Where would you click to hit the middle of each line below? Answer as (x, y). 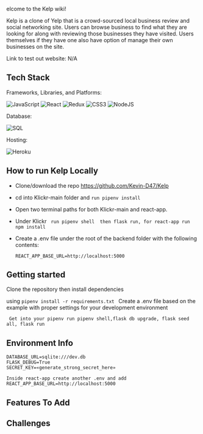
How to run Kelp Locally (52, 171)
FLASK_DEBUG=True (28, 362)
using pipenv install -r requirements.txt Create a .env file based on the (101, 301)
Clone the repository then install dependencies (65, 289)
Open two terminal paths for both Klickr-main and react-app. (91, 209)
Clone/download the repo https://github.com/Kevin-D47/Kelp (92, 185)
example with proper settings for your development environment (87, 307)
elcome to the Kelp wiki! (36, 9)
